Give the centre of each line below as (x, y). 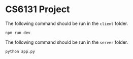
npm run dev (18, 33)
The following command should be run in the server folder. (67, 42)
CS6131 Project (38, 9)
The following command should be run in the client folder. (67, 23)
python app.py (20, 51)
